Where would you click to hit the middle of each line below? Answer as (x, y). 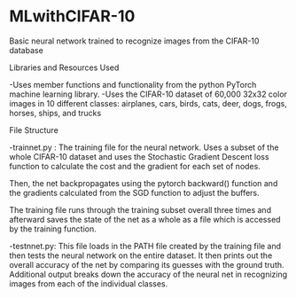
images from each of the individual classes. (89, 283)
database (27, 50)
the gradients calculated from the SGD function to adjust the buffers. (134, 192)
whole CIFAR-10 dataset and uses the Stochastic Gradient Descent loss (139, 156)
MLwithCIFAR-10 (72, 16)
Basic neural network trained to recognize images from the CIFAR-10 (134, 41)
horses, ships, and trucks (55, 113)
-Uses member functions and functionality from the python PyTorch (133, 84)
